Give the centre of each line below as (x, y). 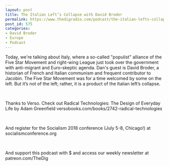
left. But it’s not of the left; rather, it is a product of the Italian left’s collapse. (83, 84)
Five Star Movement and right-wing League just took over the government (82, 62)
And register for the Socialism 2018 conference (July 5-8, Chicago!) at (78, 128)
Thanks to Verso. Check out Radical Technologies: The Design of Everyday (83, 103)
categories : (18, 29)
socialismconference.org (31, 133)
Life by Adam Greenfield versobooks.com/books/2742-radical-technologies (84, 108)
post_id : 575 (19, 24)
